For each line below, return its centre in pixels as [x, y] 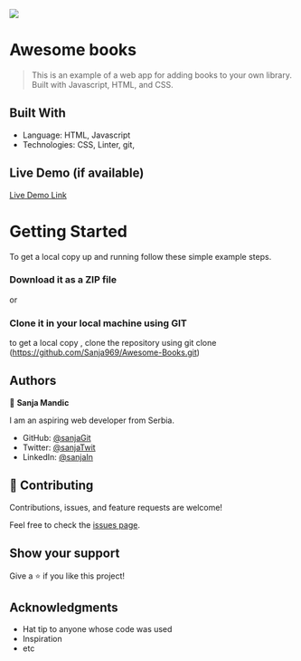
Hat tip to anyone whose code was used [97, 629]
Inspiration [42, 639]
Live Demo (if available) [77, 173]
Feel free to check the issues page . [75, 524]
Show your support [65, 554]
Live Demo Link [38, 195]
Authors [33, 381]
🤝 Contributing [52, 486]
